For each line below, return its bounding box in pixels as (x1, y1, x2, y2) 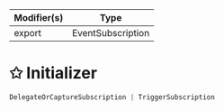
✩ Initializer (9, 63, 97, 84)
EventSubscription (71, 27, 150, 39)
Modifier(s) (13, 12, 64, 23)
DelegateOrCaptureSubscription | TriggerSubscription (9, 92, 216, 102)
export (13, 27, 42, 39)
